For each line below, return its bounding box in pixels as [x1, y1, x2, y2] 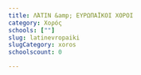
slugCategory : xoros [8, 41, 77, 49]
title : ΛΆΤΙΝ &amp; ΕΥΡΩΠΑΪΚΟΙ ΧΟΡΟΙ [8, 11, 134, 20]
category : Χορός [8, 19, 62, 27]
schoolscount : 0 [8, 48, 62, 56]
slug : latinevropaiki [8, 33, 80, 42]
